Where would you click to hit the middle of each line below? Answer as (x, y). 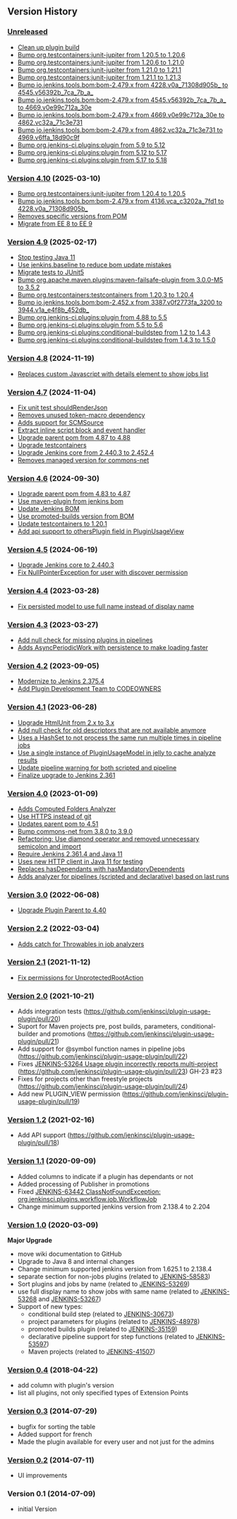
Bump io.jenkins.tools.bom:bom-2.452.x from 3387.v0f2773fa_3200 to (120, 303)
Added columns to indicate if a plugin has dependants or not (105, 1176)
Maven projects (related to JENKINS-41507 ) (92, 1352)
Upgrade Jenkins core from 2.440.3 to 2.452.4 (86, 453)
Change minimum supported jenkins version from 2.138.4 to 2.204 (114, 1206)
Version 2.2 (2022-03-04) (54, 929)
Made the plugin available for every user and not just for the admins (116, 1441)
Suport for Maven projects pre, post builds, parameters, (98, 1026)
